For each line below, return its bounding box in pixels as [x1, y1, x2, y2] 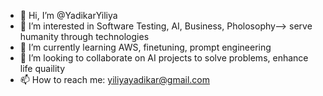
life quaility [19, 63, 66, 74]
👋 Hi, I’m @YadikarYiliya [19, 10, 118, 21]
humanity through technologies [19, 31, 150, 42]
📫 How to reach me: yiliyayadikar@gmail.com [19, 74, 210, 85]
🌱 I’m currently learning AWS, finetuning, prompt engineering [19, 41, 272, 53]
